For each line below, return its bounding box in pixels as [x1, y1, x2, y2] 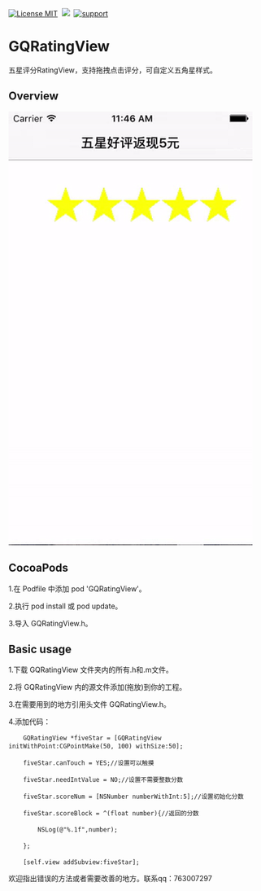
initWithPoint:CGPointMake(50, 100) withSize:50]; [8, 742, 184, 751]
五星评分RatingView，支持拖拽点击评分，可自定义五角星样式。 [8, 65, 218, 75]
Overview [8, 90, 59, 103]
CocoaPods [8, 561, 69, 575]
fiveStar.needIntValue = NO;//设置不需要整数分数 [23, 776, 184, 784]
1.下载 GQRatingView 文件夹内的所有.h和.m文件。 [8, 665, 173, 675]
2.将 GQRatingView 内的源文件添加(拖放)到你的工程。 [8, 683, 187, 692]
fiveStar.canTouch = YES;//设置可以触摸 [23, 759, 154, 767]
